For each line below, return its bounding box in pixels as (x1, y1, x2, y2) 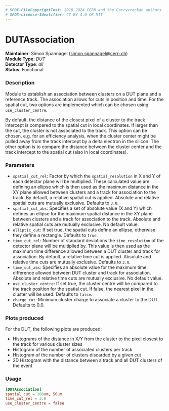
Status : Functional (5, 67, 44, 73)
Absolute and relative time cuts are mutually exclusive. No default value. (12, 275, 163, 281)
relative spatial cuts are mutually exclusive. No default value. (12, 221, 139, 227)
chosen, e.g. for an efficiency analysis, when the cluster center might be (5, 132, 156, 139)
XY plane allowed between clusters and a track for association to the (12, 189, 156, 195)
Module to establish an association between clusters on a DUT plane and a (5, 90, 161, 97)
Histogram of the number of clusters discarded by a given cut (12, 352, 142, 358)
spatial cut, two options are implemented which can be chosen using (5, 102, 149, 108)
